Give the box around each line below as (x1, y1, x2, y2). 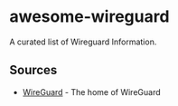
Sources (9, 63, 58, 78)
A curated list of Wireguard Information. (9, 36, 157, 47)
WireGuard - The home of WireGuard (22, 86, 161, 97)
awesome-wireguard (9, 6, 170, 27)
